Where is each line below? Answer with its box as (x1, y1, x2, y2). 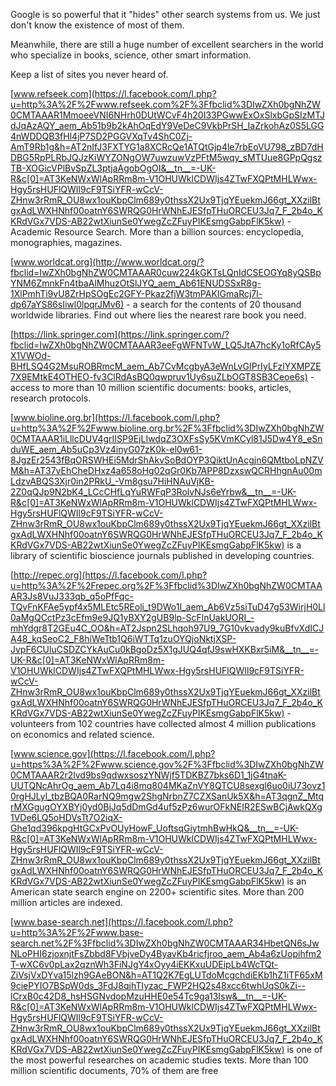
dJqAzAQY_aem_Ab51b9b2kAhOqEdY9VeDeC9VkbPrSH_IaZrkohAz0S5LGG (10, 120, 325, 131)
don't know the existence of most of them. (10, 19, 185, 31)
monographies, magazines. (10, 237, 123, 248)
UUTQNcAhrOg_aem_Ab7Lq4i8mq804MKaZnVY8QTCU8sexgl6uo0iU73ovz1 (10, 780, 326, 791)
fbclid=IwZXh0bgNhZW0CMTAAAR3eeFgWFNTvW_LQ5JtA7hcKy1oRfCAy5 (10, 339, 322, 351)
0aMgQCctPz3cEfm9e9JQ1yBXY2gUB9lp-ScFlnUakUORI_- (10, 612, 255, 623)
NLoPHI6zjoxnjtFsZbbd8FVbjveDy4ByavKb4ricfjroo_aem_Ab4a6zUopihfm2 (10, 948, 322, 959)
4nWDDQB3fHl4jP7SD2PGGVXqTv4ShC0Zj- (10, 130, 193, 142)
